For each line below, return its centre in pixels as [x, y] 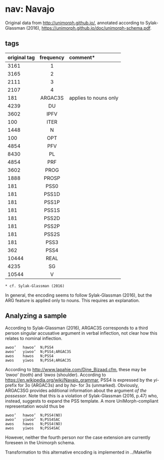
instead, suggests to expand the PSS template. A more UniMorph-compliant [82, 401]
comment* [82, 57]
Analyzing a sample [36, 316]
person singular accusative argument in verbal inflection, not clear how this [81, 333]
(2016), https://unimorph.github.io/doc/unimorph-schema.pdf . [89, 28]
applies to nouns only [94, 98]
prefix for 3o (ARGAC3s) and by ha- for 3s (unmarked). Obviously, [72, 385]
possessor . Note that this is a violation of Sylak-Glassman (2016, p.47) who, [82, 395]
